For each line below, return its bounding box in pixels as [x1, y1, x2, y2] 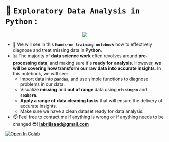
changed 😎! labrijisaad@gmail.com [12, 121, 89, 127]
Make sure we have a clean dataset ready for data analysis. [20, 108, 144, 114]
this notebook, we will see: [12, 70, 68, 76]
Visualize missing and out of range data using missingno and [20, 86, 147, 92]
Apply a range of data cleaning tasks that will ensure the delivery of [20, 97, 163, 103]
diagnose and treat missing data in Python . [12, 46, 102, 53]
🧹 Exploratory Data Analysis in [5, 5, 140, 16]
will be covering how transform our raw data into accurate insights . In [12, 65, 161, 71]
